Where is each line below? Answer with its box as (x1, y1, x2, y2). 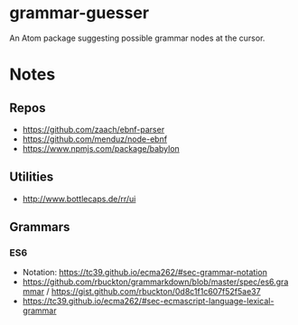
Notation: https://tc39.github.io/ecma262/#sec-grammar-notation (22, 267, 268, 278)
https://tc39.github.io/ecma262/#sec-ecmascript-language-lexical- (22, 296, 275, 307)
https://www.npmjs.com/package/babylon (22, 143, 181, 153)
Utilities (9, 170, 54, 185)
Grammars (9, 219, 70, 235)
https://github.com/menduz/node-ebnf (22, 134, 168, 144)
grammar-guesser (9, 3, 150, 23)
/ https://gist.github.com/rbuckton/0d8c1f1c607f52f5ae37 (46, 286, 261, 297)
